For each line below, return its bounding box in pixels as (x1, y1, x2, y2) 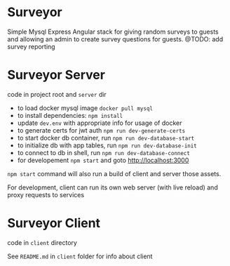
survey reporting (7, 42, 55, 51)
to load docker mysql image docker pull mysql (17, 103, 153, 112)
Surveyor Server (7, 67, 105, 83)
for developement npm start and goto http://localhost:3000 (17, 156, 189, 164)
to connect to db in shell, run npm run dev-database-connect (17, 148, 191, 157)
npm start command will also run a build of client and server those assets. (7, 169, 222, 178)
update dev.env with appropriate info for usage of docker (17, 119, 182, 127)
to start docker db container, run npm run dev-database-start (17, 133, 195, 142)
